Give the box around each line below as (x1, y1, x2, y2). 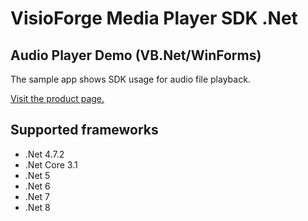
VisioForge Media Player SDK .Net (10, 7, 298, 30)
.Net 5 (24, 169, 51, 181)
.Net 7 (24, 190, 50, 202)
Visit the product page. (10, 93, 105, 104)
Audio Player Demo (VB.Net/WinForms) (10, 47, 262, 64)
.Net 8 (24, 201, 51, 213)
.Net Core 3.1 (24, 158, 78, 171)
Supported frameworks (10, 122, 159, 139)
